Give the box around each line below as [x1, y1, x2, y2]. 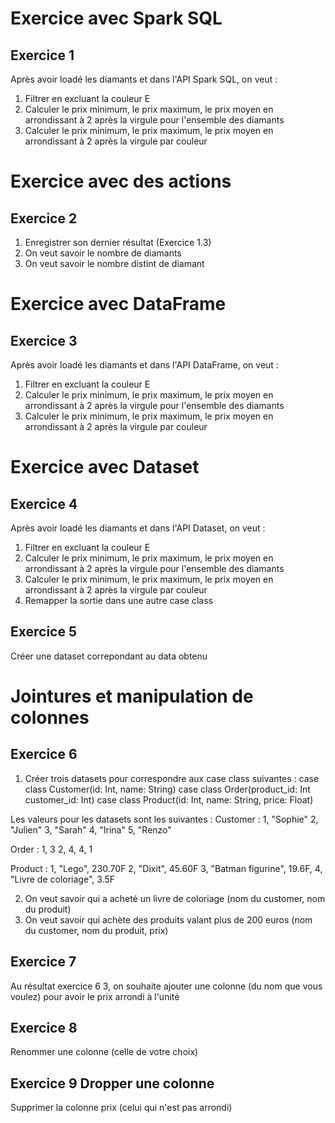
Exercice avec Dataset [10, 456, 200, 479]
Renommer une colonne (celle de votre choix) [10, 1046, 199, 1058]
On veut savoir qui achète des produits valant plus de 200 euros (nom [24, 913, 313, 926]
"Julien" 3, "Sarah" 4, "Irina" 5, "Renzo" [10, 823, 172, 836]
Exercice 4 [10, 495, 78, 512]
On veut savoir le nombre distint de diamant [24, 258, 205, 269]
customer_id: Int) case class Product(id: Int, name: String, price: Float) [24, 793, 314, 806]
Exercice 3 [10, 332, 78, 349]
